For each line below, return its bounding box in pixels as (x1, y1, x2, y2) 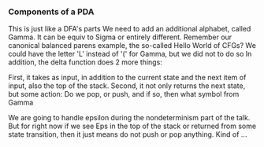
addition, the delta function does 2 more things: (8, 57, 163, 67)
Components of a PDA (8, 6, 95, 17)
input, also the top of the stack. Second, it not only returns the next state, (8, 81, 246, 90)
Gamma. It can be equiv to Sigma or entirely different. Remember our (8, 32, 232, 42)
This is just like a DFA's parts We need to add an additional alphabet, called (8, 24, 251, 34)
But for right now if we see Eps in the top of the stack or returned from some (8, 121, 257, 131)
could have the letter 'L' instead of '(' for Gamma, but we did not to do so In (8, 50, 252, 59)
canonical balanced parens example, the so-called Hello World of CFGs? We (8, 41, 256, 50)
